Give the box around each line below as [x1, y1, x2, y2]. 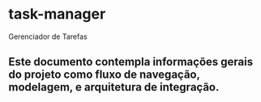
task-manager [8, 5, 106, 23]
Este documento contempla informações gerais [8, 55, 254, 69]
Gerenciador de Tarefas [8, 32, 88, 41]
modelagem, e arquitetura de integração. [8, 80, 220, 94]
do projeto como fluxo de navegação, [8, 68, 200, 82]
